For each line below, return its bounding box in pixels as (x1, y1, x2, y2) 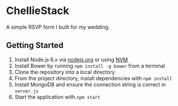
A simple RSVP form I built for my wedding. (6, 23, 110, 30)
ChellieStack (6, 4, 69, 18)
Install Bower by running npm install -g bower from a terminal (14, 62, 165, 69)
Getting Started (6, 40, 64, 50)
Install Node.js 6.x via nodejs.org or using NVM (14, 56, 128, 63)
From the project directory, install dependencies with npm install (14, 74, 173, 81)
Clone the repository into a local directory (14, 69, 115, 76)
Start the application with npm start (14, 93, 101, 100)
